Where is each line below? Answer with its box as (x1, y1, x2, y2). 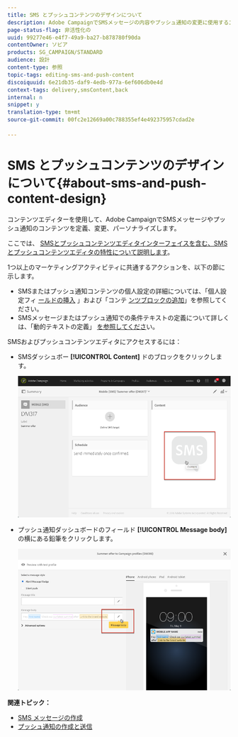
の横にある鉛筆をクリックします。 (17, 534, 117, 543)
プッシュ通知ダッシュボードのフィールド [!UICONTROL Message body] (17, 525, 227, 533)
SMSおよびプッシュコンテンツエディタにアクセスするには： (7, 337, 182, 345)
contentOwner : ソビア (7, 41, 68, 49)
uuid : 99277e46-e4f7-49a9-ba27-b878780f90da (7, 34, 141, 41)
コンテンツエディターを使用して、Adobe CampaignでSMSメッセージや (7, 215, 214, 223)
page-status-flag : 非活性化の (7, 26, 91, 33)
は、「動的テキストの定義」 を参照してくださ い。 (17, 322, 159, 331)
